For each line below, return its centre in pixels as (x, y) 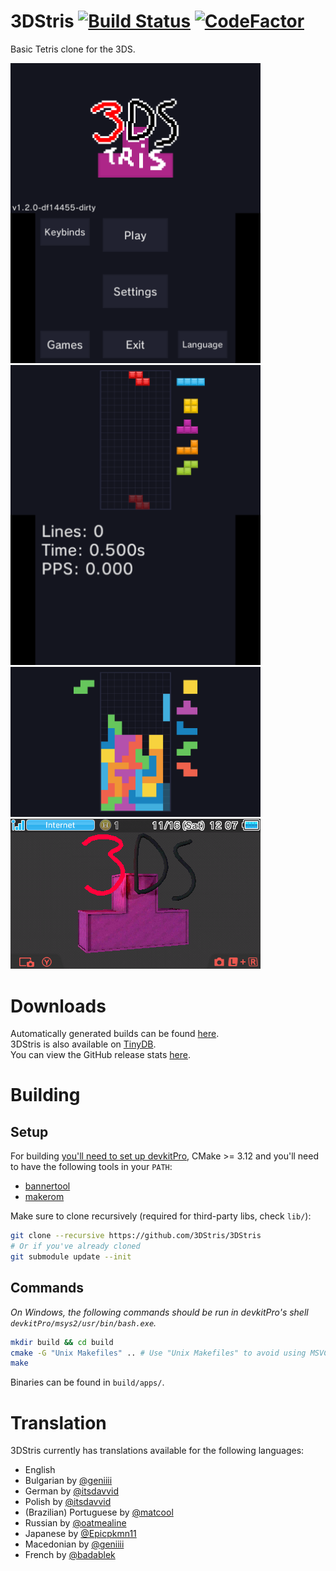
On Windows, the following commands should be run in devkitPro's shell (159, 1312)
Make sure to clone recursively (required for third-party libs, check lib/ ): (161, 1216)
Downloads (58, 1006)
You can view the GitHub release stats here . (100, 1055)
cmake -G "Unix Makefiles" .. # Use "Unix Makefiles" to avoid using (158, 1353)
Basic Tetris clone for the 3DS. (73, 49)
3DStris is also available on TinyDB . (83, 1044)
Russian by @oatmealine (75, 1523)
